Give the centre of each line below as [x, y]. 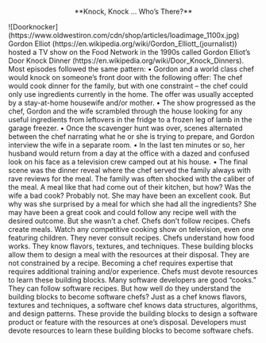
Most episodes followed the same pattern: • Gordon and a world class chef [131, 69]
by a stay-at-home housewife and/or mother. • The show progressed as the [132, 103]
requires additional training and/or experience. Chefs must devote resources [133, 272]
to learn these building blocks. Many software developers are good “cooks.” [132, 280]
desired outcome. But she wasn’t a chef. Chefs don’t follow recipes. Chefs [129, 221]
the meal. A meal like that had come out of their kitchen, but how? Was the [130, 187]
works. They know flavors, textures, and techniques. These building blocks [131, 246]
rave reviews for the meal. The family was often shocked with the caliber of [131, 179]
